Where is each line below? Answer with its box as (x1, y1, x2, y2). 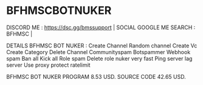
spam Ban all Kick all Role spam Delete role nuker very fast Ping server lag (6, 55, 193, 62)
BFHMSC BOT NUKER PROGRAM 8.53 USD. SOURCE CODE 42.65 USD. (6, 73, 187, 80)
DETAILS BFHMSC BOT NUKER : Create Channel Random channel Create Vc (6, 42, 198, 49)
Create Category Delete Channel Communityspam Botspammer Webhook (6, 48, 191, 55)
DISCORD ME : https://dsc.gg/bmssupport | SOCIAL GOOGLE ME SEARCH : (6, 24, 196, 31)
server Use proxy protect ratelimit (6, 61, 91, 69)
